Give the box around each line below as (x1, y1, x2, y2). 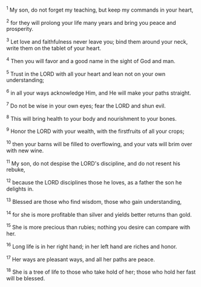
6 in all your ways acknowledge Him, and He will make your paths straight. (6, 88, 191, 96)
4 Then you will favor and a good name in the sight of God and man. (6, 56, 176, 64)
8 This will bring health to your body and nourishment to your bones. (6, 113, 177, 122)
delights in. (6, 185, 34, 192)
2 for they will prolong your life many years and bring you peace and (6, 18, 177, 26)
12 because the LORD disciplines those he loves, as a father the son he (6, 178, 182, 186)
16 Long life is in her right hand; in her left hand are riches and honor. (6, 241, 177, 250)
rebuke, (6, 166, 25, 174)
